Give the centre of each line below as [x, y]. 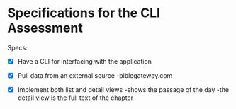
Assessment [45, 28]
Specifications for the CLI [84, 13]
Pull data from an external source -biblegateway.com [95, 75]
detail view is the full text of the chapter [75, 98]
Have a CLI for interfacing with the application [85, 61]
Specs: [18, 47]
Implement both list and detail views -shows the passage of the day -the [123, 90]
